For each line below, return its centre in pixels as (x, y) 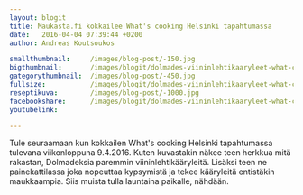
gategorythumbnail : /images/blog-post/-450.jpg (102, 76)
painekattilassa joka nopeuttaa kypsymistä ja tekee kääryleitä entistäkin (142, 172)
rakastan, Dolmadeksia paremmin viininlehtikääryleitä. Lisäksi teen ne (138, 162)
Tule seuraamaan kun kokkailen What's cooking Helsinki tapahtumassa (141, 143)
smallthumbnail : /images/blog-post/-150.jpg (102, 60)
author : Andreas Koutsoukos (62, 43)
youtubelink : (34, 109)
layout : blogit (38, 18)
